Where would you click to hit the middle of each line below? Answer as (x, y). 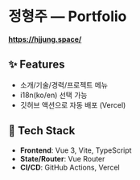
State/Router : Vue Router (62, 158)
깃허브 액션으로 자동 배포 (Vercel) (73, 104)
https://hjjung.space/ (45, 39)
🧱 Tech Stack (42, 131)
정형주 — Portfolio (68, 16)
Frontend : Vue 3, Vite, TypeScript (76, 150)
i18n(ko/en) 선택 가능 (54, 95)
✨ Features (37, 65)
